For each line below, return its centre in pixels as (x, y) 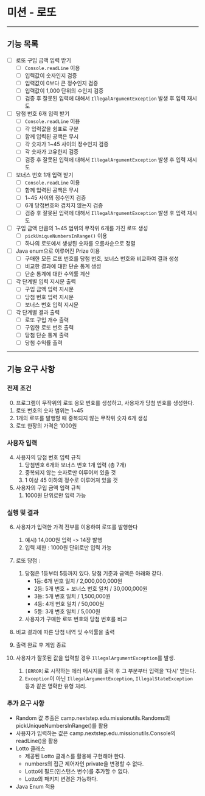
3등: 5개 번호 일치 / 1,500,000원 (72, 596)
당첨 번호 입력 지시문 (49, 297)
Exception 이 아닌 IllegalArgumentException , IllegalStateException (109, 678)
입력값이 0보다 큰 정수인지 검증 (61, 83)
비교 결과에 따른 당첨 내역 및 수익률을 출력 (65, 632)
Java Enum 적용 (35, 786)
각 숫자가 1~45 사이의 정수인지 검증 (67, 144)
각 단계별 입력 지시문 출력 (46, 281)
